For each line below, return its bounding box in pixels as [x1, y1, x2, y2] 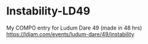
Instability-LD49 [6, 4, 90, 18]
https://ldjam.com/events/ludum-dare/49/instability [6, 30, 135, 37]
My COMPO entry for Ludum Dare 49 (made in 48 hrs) [6, 24, 143, 31]
